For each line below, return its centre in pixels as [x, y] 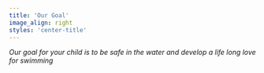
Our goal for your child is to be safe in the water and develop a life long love [133, 53]
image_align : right [41, 23]
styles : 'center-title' [48, 30]
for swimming [31, 60]
